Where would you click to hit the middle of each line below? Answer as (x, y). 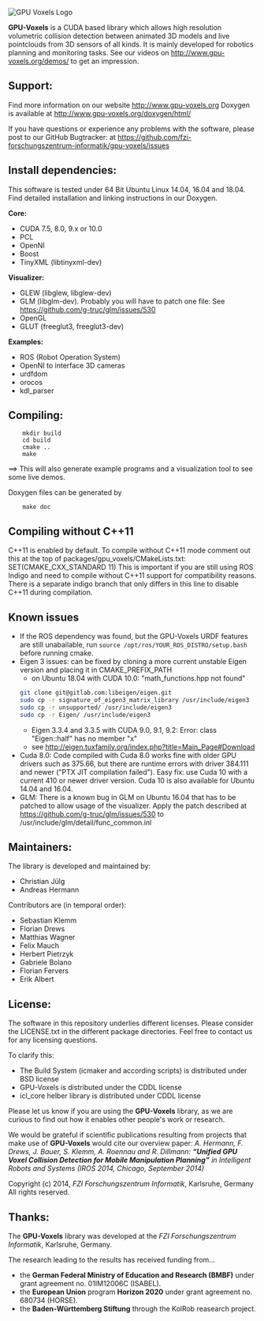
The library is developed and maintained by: (80, 866)
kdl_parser (37, 391)
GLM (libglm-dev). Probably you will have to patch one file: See (122, 301)
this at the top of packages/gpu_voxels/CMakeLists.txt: (97, 559)
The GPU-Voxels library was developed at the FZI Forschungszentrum (122, 1236)
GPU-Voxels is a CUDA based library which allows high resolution (115, 27)
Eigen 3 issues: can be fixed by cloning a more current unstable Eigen (133, 662)
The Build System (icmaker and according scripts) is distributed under (133, 1070)
